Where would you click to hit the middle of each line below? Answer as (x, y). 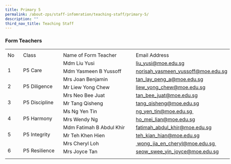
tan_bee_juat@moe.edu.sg (167, 95)
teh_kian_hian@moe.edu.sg (168, 135)
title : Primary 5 (23, 10)
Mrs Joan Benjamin (86, 80)
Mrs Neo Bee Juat (84, 95)
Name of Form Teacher (90, 55)
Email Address (152, 55)
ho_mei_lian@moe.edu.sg (165, 120)
